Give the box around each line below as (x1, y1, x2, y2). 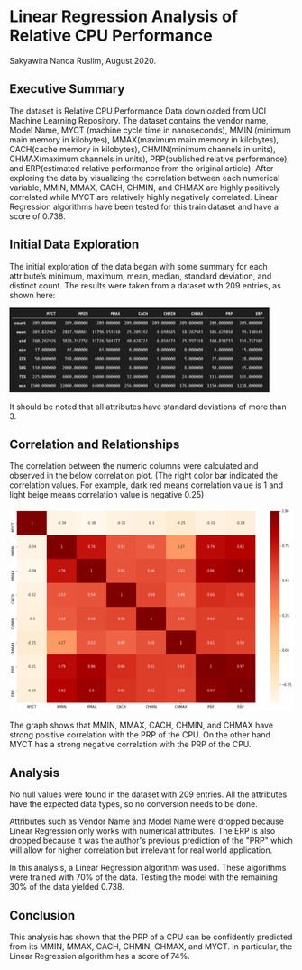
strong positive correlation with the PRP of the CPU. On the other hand (9, 729, 270, 740)
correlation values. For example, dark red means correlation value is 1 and (9, 480, 284, 490)
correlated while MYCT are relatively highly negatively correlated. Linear (9, 191, 278, 202)
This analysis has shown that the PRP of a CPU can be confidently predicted (9, 931, 293, 942)
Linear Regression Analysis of (9, 6, 239, 27)
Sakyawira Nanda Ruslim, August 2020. (9, 55, 156, 66)
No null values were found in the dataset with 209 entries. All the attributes (9, 789, 288, 800)
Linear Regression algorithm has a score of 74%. (9, 951, 191, 961)
